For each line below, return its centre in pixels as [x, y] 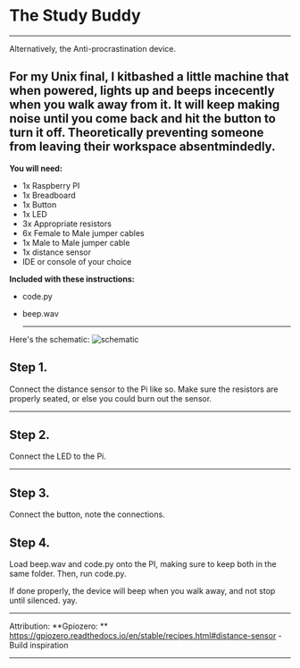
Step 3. [30, 493]
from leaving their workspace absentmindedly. [142, 147]
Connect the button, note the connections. [87, 514]
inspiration [49, 645]
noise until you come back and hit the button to [143, 118]
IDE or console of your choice [77, 261]
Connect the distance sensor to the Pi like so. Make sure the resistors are [144, 389]
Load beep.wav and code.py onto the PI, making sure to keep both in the [143, 564]
